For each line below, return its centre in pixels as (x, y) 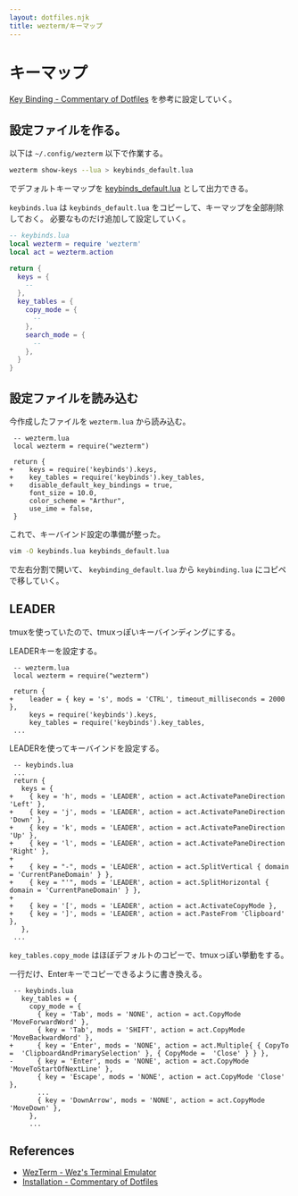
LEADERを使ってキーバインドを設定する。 (87, 748)
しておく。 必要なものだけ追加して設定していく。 (100, 219)
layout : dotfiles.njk (50, 17)
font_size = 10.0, (63, 493)
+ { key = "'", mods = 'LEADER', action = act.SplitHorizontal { (139, 882)
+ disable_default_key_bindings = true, (91, 485)
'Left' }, (28, 804)
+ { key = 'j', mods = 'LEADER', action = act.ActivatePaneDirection (147, 812)
